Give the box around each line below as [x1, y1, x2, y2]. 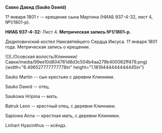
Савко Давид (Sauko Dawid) [5, 4, 66, 10]
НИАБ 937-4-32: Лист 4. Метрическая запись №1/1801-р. [5, 29, 131, 34]
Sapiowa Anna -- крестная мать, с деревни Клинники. [5, 112, 120, 118]
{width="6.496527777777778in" [5, 64, 72, 70]
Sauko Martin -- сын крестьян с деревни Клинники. [5, 74, 115, 79]
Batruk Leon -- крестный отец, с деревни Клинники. [5, 103, 116, 109]
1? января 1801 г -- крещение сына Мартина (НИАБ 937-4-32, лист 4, [5, 14, 153, 19]
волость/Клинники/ [35, 53, 77, 59]
